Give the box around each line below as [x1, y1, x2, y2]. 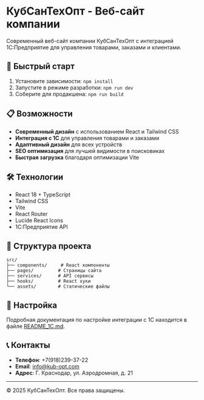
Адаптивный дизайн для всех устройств [15, 141, 123, 148]
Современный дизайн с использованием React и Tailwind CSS [15, 127, 179, 135]
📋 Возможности [6, 109, 73, 119]
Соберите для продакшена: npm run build [15, 90, 124, 98]
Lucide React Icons [15, 217, 64, 224]
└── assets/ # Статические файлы [6, 283, 110, 290]
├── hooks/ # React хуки [6, 278, 91, 285]
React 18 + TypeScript [15, 191, 71, 198]
